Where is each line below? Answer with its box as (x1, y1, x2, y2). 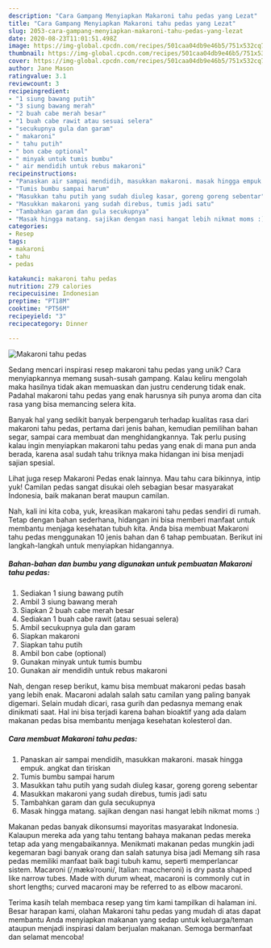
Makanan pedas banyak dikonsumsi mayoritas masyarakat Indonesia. (8, 822, 240, 832)
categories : (8, 222, 48, 231)
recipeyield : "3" (8, 312, 67, 320)
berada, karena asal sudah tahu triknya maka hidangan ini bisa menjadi (8, 449, 244, 459)
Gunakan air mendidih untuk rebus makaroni (19, 665, 168, 675)
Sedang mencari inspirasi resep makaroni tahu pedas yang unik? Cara (8, 365, 241, 375)
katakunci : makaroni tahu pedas (8, 274, 117, 283)
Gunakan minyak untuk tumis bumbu (19, 657, 143, 667)
